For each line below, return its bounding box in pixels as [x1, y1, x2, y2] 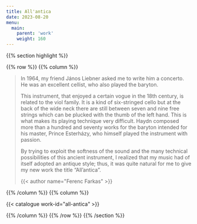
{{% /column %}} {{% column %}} [6, 189, 89, 196]
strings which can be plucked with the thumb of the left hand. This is [20, 111, 187, 118]
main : [11, 25, 25, 31]
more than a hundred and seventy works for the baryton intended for [20, 124, 188, 131]
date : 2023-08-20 [6, 14, 49, 20]
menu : [6, 19, 19, 25]
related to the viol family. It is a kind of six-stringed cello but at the [20, 99, 181, 106]
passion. [20, 136, 42, 143]
